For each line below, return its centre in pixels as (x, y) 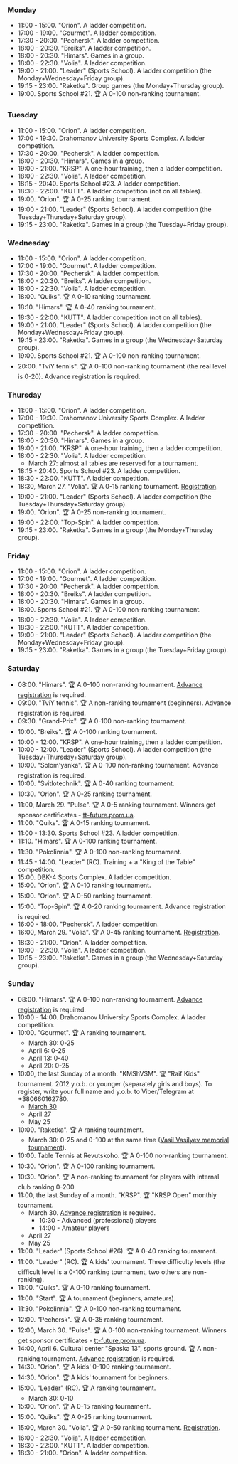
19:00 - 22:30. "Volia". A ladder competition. (82, 950)
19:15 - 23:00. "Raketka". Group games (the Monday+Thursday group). (121, 86)
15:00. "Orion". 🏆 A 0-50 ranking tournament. (85, 896)
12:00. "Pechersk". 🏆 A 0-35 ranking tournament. (91, 1320)
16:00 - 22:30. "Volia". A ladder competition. (82, 1438)
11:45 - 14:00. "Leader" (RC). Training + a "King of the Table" (106, 861)
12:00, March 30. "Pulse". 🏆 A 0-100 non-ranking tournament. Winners (122, 1330)
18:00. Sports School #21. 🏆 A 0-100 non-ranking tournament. (109, 610)
